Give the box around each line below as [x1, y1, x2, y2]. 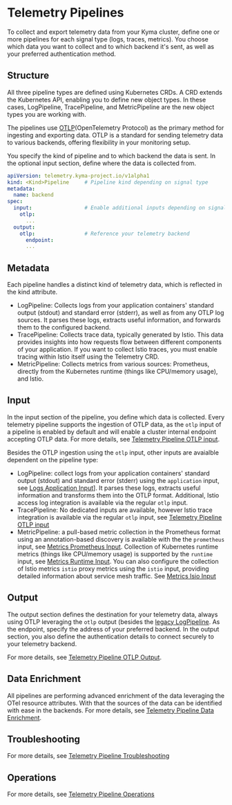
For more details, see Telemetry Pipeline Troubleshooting [7, 752, 170, 760]
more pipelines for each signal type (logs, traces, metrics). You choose [7, 35, 209, 43]
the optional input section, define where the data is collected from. [7, 159, 197, 167]
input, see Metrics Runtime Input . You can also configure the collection [17, 557, 219, 565]
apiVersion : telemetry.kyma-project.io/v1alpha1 [7, 172, 150, 179]
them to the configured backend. [17, 323, 111, 332]
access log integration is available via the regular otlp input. [17, 498, 188, 506]
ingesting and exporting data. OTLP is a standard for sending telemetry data [7, 131, 223, 139]
